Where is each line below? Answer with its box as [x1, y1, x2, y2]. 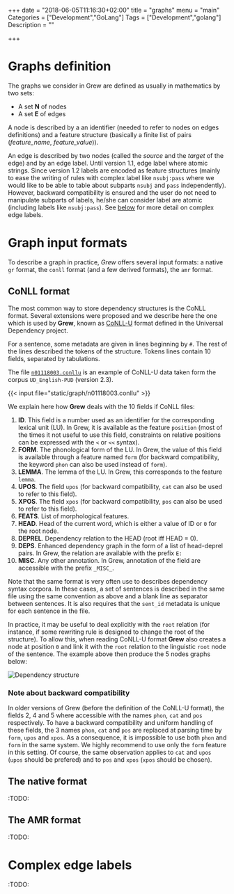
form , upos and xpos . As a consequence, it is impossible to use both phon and [8, 733, 227, 742]
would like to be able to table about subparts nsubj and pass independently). [8, 181, 226, 189]
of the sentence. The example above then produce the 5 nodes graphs [8, 650, 211, 658]
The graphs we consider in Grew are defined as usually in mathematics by [8, 81, 221, 90]
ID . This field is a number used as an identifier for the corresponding [17, 415, 214, 424]
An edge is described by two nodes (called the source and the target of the [8, 151, 224, 159]
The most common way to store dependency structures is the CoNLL [8, 304, 206, 312]
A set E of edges [17, 109, 66, 118]
